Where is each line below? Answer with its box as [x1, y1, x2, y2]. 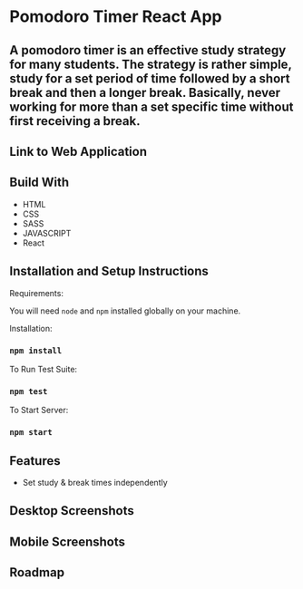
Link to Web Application [9, 143, 148, 159]
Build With [9, 175, 70, 190]
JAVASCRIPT [22, 227, 72, 238]
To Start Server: [9, 405, 69, 416]
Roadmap [9, 565, 65, 581]
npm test [9, 386, 48, 396]
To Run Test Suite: [9, 363, 78, 374]
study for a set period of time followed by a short [9, 71, 290, 86]
